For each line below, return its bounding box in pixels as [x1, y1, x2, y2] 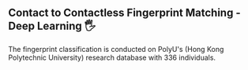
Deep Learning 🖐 [8, 20, 96, 33]
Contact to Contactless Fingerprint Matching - [8, 6, 241, 20]
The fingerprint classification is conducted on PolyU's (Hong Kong [8, 44, 224, 53]
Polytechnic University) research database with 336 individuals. [8, 53, 216, 62]
